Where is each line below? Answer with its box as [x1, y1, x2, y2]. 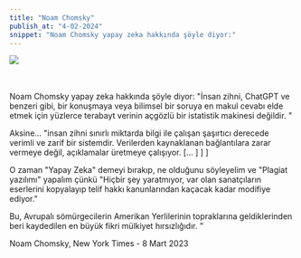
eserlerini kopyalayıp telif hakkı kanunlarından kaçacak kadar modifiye [9, 184, 271, 195]
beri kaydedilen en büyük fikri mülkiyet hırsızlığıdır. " [9, 221, 204, 232]
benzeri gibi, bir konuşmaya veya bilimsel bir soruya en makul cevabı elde [9, 100, 284, 111]
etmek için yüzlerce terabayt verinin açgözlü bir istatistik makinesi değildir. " [9, 110, 293, 121]
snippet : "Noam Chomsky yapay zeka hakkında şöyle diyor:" [9, 30, 237, 39]
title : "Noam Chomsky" [9, 13, 95, 23]
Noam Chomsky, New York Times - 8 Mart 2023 [9, 238, 189, 249]
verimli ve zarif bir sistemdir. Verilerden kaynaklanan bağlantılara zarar [9, 138, 271, 148]
